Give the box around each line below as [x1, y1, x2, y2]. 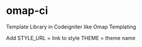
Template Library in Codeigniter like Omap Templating [6, 23, 137, 30]
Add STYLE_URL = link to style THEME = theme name [6, 34, 136, 41]
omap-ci [6, 4, 48, 17]
